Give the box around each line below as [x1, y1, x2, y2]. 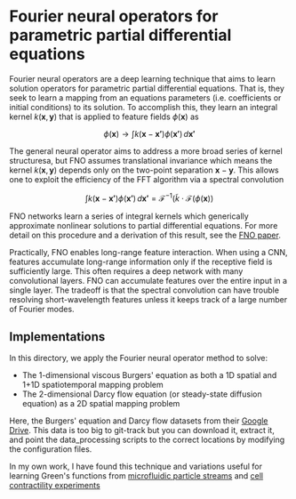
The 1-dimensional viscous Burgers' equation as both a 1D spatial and [21, 370, 277, 381]
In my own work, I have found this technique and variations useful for [9, 461, 262, 472]
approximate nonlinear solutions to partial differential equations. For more [9, 220, 278, 230]
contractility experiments [9, 480, 100, 491]
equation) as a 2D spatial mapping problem [21, 398, 180, 409]
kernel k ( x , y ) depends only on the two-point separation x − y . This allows [9, 165, 279, 175]
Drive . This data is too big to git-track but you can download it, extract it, [9, 425, 276, 436]
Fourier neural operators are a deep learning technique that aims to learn [9, 73, 276, 84]
